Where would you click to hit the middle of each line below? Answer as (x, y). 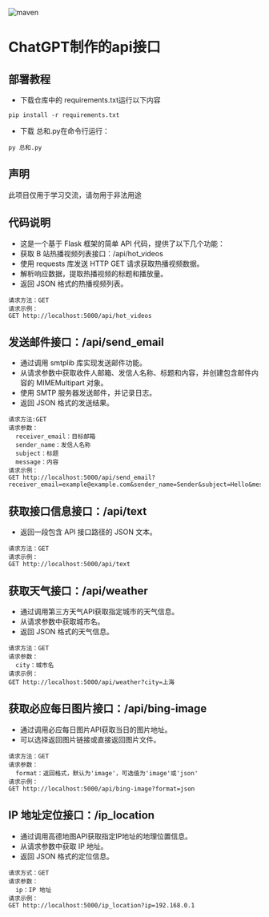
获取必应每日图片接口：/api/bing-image (108, 709)
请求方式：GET (29, 873)
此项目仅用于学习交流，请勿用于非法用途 (75, 195)
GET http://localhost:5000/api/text (69, 565)
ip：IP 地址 (34, 890)
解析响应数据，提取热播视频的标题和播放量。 (94, 273)
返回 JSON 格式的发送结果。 (66, 403)
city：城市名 (35, 666)
